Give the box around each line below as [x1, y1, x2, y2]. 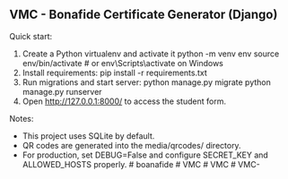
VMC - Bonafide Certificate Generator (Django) [9, 7, 278, 22]
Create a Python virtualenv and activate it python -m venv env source [22, 48, 280, 59]
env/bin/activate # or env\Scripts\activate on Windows [22, 57, 224, 68]
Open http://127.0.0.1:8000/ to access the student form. [22, 96, 227, 107]
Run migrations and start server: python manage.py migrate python [22, 76, 272, 88]
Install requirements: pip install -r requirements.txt [22, 67, 208, 78]
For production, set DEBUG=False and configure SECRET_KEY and [22, 149, 269, 160]
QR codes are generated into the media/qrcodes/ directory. [22, 140, 241, 150]
